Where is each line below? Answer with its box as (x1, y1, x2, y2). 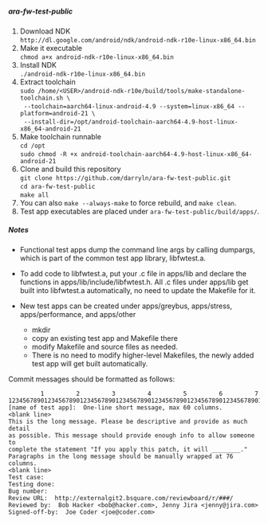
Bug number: (8, 487, 48, 495)
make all (19, 191, 49, 199)
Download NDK (19, 26, 71, 36)
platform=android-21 (19, 109, 89, 117)
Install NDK (19, 60, 57, 69)
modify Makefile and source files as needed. (31, 342, 178, 351)
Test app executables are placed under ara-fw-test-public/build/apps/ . (19, 206, 260, 216)
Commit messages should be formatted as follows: (8, 374, 175, 384)
